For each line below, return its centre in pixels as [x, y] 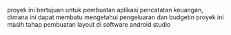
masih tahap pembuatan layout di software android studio [89, 24]
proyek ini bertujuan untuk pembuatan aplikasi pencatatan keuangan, [105, 10]
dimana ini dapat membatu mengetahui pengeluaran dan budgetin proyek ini [115, 17]
